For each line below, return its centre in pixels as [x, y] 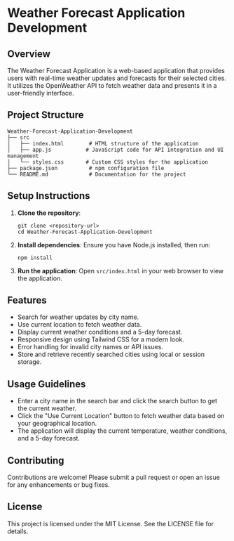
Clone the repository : [49, 213]
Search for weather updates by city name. [78, 317]
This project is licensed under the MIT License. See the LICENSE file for [111, 523]
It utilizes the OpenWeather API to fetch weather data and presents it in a [112, 85]
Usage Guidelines [47, 384]
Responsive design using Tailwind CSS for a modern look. [101, 339]
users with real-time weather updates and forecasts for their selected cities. [117, 78]
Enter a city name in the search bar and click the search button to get [117, 401]
